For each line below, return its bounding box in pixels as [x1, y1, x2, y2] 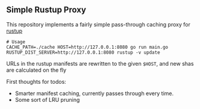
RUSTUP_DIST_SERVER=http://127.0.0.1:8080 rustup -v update [6, 49, 161, 55]
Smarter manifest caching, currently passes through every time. [14, 90, 173, 97]
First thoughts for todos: [6, 78, 66, 85]
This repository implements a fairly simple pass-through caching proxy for [6, 20, 191, 28]
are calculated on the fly [6, 66, 67, 73]
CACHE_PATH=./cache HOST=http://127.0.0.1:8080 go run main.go [6, 44, 169, 50]
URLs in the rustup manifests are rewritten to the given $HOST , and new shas [6, 60, 194, 67]
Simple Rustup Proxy [6, 5, 86, 15]
